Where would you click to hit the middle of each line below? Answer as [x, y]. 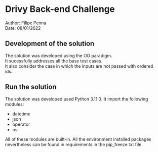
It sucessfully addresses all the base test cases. [54, 61]
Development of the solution [50, 44]
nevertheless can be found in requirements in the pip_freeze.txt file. [74, 144]
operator [21, 124]
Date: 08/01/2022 [23, 28]
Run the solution [31, 87]
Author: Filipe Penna [26, 23]
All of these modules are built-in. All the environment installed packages [78, 139]
